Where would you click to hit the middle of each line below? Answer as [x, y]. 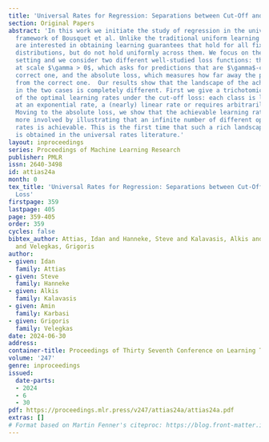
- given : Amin [32, 306]
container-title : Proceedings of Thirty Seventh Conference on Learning [132, 351]
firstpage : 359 [34, 202]
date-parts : [36, 380]
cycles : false [32, 232]
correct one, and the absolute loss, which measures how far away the [136, 75]
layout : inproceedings [46, 142]
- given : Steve [34, 276]
